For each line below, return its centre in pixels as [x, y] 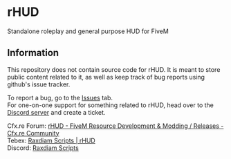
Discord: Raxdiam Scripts [43, 148]
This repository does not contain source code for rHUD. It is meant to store [114, 69]
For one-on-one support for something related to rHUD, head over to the [111, 105]
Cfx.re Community [34, 133]
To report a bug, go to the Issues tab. [60, 97]
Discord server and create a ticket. [56, 112]
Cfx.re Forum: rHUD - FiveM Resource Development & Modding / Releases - [115, 126]
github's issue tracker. [39, 84]
